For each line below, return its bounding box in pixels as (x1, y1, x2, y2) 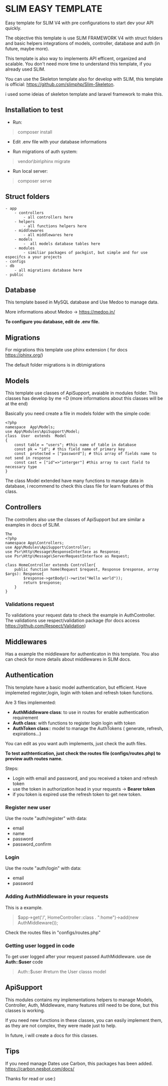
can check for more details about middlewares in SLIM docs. (5, 656, 131, 662)
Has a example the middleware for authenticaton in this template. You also (5, 651, 159, 657)
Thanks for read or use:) (5, 1075, 56, 1081)
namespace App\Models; (5, 425, 55, 430)
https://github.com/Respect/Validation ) (5, 623, 86, 629)
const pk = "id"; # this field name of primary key (14, 447, 125, 452)
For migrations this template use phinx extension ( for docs (5, 347, 128, 353)
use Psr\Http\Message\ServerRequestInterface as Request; (5, 553, 130, 558)
